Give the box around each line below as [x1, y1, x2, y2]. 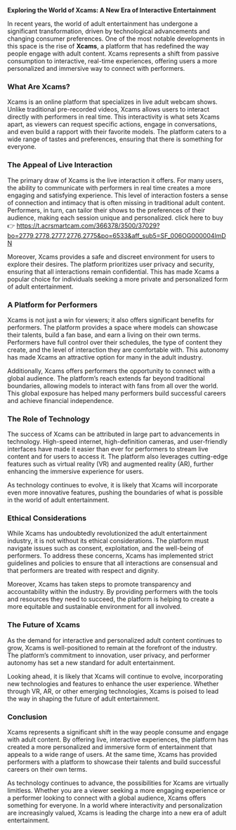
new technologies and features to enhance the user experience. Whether [7, 679, 219, 687]
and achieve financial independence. [7, 396, 114, 404]
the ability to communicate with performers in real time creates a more [7, 183, 211, 192]
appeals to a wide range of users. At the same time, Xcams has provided [7, 751, 218, 759]
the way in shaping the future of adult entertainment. [7, 694, 160, 703]
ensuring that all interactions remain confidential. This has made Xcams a [7, 267, 220, 276]
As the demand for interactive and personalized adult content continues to [7, 635, 223, 645]
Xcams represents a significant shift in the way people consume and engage [7, 728, 229, 737]
